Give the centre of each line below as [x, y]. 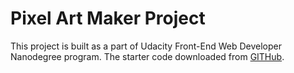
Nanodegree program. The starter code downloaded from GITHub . [147, 56]
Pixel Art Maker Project [108, 18]
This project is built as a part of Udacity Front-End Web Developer [146, 46]
